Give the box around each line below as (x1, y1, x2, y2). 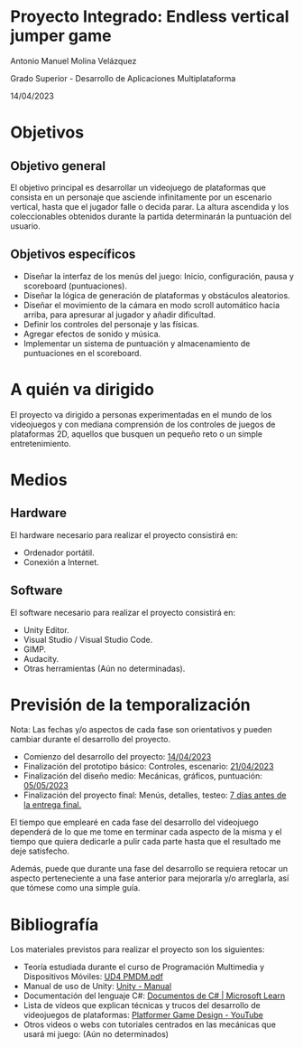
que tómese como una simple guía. (10, 883, 141, 893)
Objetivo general (10, 158, 106, 174)
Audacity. (23, 653, 60, 664)
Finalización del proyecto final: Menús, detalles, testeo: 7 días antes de (23, 789, 287, 801)
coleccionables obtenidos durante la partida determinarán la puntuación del (10, 211, 292, 222)
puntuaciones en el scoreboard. (23, 347, 142, 358)
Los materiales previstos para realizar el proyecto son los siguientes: (10, 944, 265, 955)
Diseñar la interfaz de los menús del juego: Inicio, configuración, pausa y (23, 270, 294, 281)
